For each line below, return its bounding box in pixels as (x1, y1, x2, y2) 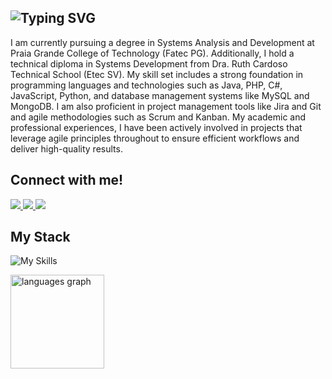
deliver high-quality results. (10, 142, 123, 155)
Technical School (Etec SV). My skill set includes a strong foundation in (10, 68, 304, 80)
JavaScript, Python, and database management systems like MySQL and (10, 89, 310, 101)
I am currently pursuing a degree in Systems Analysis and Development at (10, 36, 315, 48)
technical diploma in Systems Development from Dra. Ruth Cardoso (10, 57, 288, 70)
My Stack (10, 229, 71, 246)
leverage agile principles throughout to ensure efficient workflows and (10, 132, 300, 144)
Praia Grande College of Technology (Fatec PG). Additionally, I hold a (10, 47, 295, 59)
